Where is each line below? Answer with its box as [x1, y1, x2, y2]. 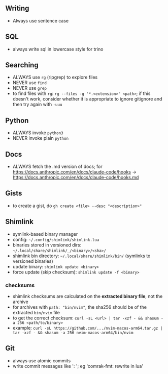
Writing [5, 4, 29, 13]
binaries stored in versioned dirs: [12, 242, 82, 248]
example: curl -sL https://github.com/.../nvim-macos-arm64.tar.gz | [12, 325, 163, 331]
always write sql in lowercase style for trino [12, 46, 104, 52]
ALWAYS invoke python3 [12, 130, 63, 136]
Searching [5, 61, 39, 69]
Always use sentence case [12, 17, 69, 23]
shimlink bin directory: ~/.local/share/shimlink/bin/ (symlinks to [12, 253, 151, 259]
